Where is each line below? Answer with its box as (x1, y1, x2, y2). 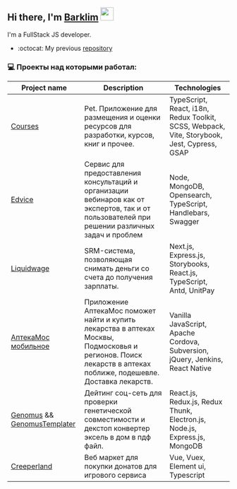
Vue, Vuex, (169, 453, 206, 463)
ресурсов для (84, 122, 132, 131)
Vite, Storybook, (169, 130, 223, 140)
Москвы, (84, 333, 114, 343)
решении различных (84, 221, 155, 231)
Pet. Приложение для (84, 104, 157, 114)
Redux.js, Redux (169, 397, 223, 407)
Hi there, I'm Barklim (7, 11, 99, 23)
